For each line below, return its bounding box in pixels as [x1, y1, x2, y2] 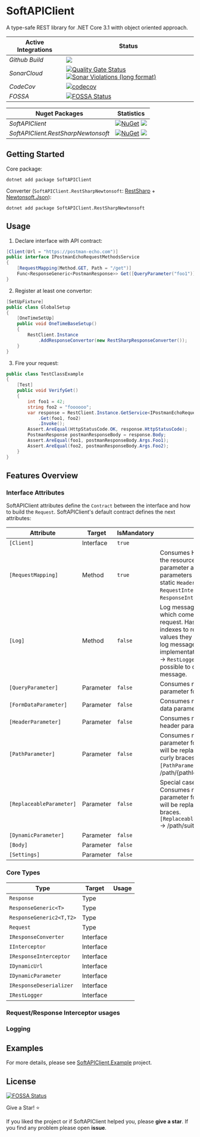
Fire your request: [14, 359, 59, 366]
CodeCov [9, 82, 36, 91]
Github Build [9, 55, 43, 64]
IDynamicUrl [9, 962, 43, 969]
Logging [6, 1025, 31, 1033]
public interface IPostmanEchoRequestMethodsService [6, 254, 140, 260]
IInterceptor [9, 943, 46, 950]
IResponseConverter [9, 934, 64, 940]
